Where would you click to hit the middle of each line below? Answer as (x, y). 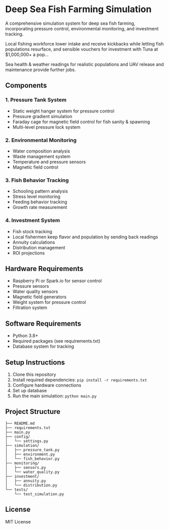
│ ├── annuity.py (26, 481)
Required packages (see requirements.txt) (57, 341)
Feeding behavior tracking (40, 202)
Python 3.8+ (25, 336)
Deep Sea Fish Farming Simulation (78, 9)
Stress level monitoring (36, 197)
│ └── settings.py (27, 441)
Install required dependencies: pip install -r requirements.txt (80, 380)
